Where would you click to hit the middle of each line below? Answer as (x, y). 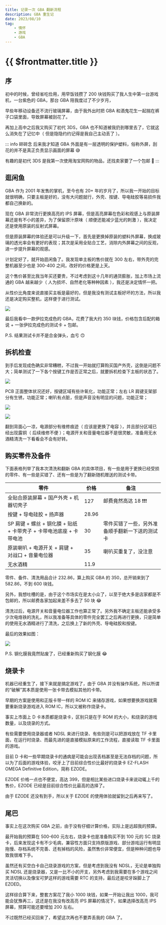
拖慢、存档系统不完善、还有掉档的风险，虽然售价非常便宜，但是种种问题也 (81, 849)
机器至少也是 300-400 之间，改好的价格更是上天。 (61, 265)
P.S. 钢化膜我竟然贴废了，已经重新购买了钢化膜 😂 (56, 654)
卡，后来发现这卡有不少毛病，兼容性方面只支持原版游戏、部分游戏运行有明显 (83, 842)
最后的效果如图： (22, 634)
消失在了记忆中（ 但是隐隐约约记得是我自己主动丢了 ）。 (66, 133)
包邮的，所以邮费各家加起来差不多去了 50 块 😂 (53, 601)
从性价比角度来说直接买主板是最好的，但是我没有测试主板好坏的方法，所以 (81, 293)
